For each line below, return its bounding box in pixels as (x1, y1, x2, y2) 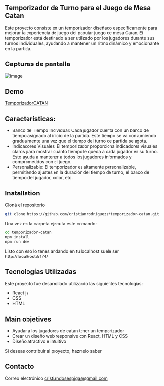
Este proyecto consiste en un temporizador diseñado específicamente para (5, 25, 157, 31)
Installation (5, 189, 40, 197)
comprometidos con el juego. (12, 159, 72, 165)
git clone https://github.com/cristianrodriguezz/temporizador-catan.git (5, 212, 160, 217)
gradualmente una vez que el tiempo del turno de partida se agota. (12, 138, 148, 144)
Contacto (5, 362, 34, 371)
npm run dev (5, 239, 29, 244)
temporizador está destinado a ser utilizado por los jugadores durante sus (5, 35, 155, 41)
